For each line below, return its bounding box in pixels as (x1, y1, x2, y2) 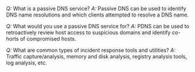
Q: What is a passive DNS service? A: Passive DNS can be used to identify (6, 5, 187, 12)
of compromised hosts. (19, 35, 77, 42)
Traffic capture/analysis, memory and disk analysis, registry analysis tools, (6, 53, 187, 60)
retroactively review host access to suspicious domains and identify (6, 29, 171, 36)
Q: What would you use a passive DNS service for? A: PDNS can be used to (6, 23, 190, 30)
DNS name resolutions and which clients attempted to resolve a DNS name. (6, 11, 189, 18)
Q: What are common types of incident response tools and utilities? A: (6, 47, 176, 54)
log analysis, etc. (6, 59, 47, 66)
